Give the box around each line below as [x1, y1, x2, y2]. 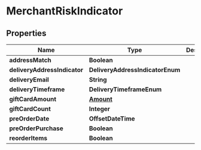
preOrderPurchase [9, 124, 64, 133]
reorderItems [9, 134, 48, 142]
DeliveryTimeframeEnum [89, 85, 162, 94]
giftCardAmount [9, 95, 57, 103]
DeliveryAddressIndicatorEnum [89, 66, 181, 74]
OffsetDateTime [89, 115, 136, 122]
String [89, 76, 107, 83]
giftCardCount [9, 105, 51, 113]
